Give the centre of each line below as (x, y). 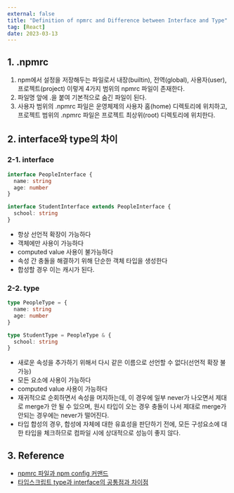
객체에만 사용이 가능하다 (51, 243)
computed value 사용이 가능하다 (62, 389)
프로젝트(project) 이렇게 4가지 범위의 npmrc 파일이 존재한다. (101, 89)
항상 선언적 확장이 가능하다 (54, 234)
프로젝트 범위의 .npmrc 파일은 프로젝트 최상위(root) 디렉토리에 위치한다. (116, 115)
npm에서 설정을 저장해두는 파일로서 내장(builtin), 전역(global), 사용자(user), (122, 80)
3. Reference (36, 455)
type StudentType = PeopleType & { (59, 335)
